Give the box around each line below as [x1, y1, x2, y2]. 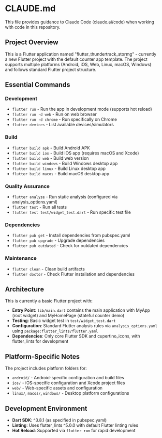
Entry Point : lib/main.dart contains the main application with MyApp [12, 307, 150, 313]
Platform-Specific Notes [5, 353, 80, 361]
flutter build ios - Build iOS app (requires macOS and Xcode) [12, 150, 139, 156]
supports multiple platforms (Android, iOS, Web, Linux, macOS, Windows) [5, 61, 152, 67]
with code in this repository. [5, 24, 60, 30]
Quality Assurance [5, 183, 50, 189]
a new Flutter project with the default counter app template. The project [5, 56, 147, 62]
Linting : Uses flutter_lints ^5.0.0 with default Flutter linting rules [12, 422, 139, 428]
